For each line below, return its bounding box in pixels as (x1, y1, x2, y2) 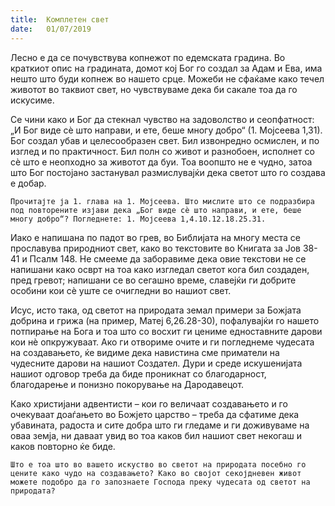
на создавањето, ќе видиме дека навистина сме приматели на (10, 346, 280, 358)
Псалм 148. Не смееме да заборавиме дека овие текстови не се (29, 252, 307, 265)
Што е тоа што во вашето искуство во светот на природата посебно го (10, 459, 307, 470)
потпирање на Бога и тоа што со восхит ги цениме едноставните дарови (10, 325, 323, 337)
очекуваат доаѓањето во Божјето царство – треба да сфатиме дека (10, 408, 300, 420)
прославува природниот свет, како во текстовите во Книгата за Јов (10, 242, 302, 254)
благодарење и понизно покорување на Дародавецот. (10, 378, 245, 390)
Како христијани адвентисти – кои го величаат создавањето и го (10, 397, 288, 410)
